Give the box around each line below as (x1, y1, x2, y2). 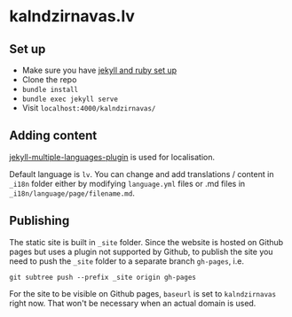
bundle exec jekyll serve (21, 95, 118, 104)
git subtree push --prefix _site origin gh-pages (9, 273, 197, 282)
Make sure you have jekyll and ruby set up (21, 65, 178, 75)
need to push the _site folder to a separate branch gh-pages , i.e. (9, 255, 244, 267)
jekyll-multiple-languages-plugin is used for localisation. (9, 151, 216, 162)
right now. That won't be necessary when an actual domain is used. (9, 298, 256, 308)
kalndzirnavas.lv (9, 6, 136, 27)
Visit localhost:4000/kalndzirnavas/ (21, 103, 156, 112)
